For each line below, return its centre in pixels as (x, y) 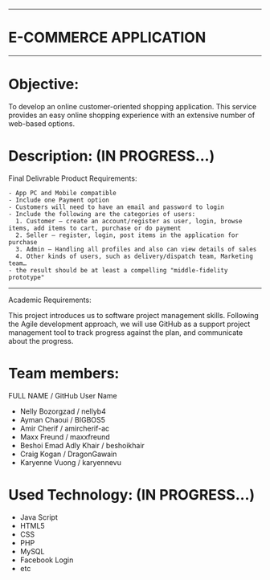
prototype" (27, 277)
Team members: (64, 374)
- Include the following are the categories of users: (102, 214)
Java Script (39, 517)
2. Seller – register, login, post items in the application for (127, 235)
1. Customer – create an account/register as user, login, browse (129, 221)
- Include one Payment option (59, 200)
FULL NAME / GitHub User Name (63, 395)
